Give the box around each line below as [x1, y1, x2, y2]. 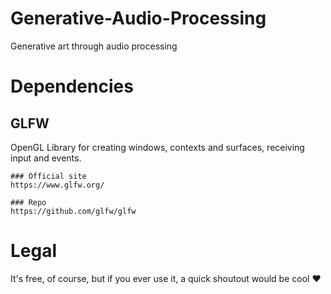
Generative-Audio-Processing [10, 7, 267, 30]
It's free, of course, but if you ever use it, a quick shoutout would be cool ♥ [10, 272, 322, 284]
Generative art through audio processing [10, 40, 178, 52]
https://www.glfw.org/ [10, 180, 105, 190]
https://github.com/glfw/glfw [10, 206, 137, 216]
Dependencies [10, 75, 134, 98]
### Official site [10, 171, 87, 181]
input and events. [10, 152, 82, 164]
